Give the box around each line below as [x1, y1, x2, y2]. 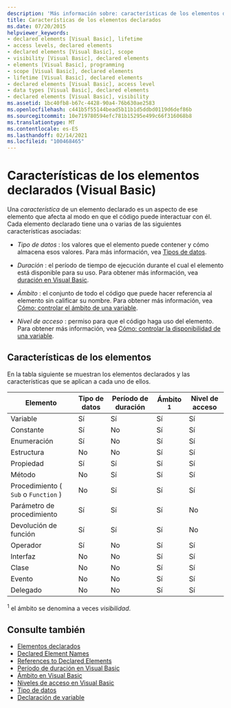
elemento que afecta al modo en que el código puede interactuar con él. [7, 213, 212, 221]
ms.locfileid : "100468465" [7, 138, 85, 145]
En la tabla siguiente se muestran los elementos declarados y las [7, 370, 190, 378]
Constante [10, 425, 45, 435]
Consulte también [7, 624, 85, 636]
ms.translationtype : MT [7, 118, 76, 126]
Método [10, 470, 36, 479]
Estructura [10, 447, 45, 457]
